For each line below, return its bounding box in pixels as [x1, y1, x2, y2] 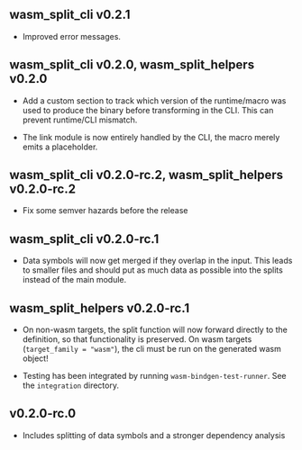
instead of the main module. [22, 274, 127, 285]
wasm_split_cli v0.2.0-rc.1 [9, 231, 160, 247]
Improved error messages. [22, 31, 122, 41]
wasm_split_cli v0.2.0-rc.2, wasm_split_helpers [9, 167, 284, 183]
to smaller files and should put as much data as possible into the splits [22, 265, 284, 275]
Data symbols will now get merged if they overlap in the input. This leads [22, 256, 293, 266]
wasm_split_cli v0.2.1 [9, 7, 131, 22]
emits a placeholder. [22, 141, 98, 152]
